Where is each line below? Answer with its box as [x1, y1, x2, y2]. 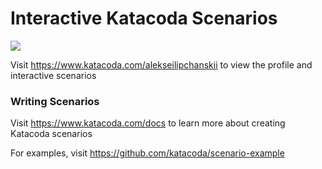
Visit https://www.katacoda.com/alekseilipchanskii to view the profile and [10, 58, 313, 71]
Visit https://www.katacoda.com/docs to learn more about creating [10, 117, 286, 129]
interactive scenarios [10, 69, 97, 81]
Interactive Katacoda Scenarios [10, 7, 278, 30]
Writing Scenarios [10, 94, 100, 108]
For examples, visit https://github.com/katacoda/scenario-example [10, 147, 285, 159]
